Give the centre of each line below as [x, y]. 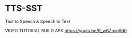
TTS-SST [24, 8]
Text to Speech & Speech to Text [38, 21]
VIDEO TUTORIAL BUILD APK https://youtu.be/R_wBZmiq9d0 [66, 30]
